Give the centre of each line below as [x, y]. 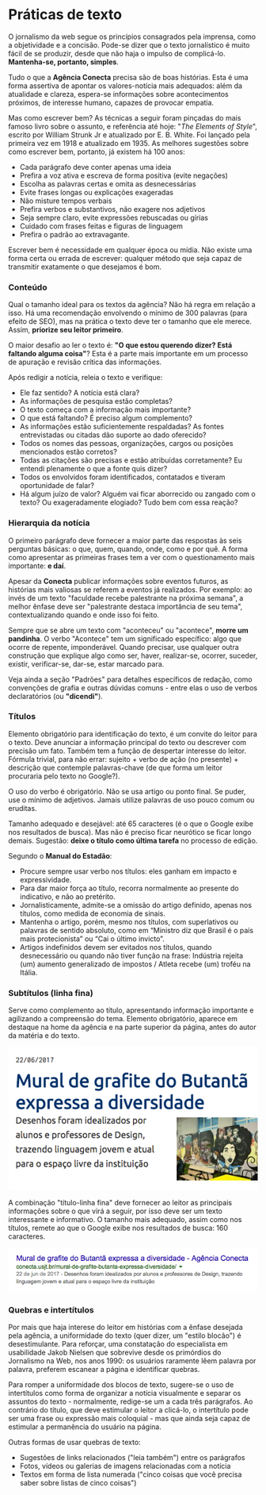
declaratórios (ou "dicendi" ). [55, 696]
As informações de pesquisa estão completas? [96, 402]
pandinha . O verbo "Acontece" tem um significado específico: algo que [125, 638]
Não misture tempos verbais [66, 201]
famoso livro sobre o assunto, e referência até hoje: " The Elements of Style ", [133, 126]
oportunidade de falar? [57, 486]
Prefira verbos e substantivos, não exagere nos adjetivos [112, 209]
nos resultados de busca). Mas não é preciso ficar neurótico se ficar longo [130, 832]
